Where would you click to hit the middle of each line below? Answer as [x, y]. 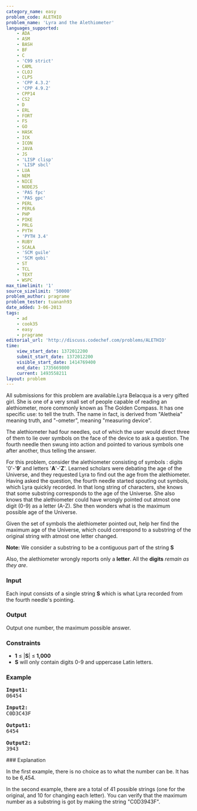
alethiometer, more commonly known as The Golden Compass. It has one [95, 408]
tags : [13, 313]
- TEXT [25, 275]
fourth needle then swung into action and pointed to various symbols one [95, 444]
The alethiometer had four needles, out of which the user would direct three [98, 432]
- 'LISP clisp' [35, 160]
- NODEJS [27, 187]
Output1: [19, 725]
